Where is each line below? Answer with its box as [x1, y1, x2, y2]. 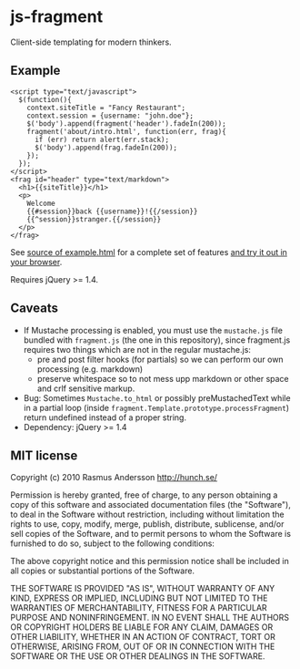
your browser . [10, 256, 63, 267]
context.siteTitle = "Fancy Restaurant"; [26, 103, 185, 112]
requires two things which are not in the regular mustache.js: [23, 344, 251, 355]
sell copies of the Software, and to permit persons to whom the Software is [10, 529, 292, 540]
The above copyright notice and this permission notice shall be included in [10, 556, 289, 567]
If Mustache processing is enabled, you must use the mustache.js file [23, 324, 283, 335]
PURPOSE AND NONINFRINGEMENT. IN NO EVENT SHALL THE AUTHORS [10, 612, 290, 623]
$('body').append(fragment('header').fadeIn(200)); [26, 118, 226, 129]
